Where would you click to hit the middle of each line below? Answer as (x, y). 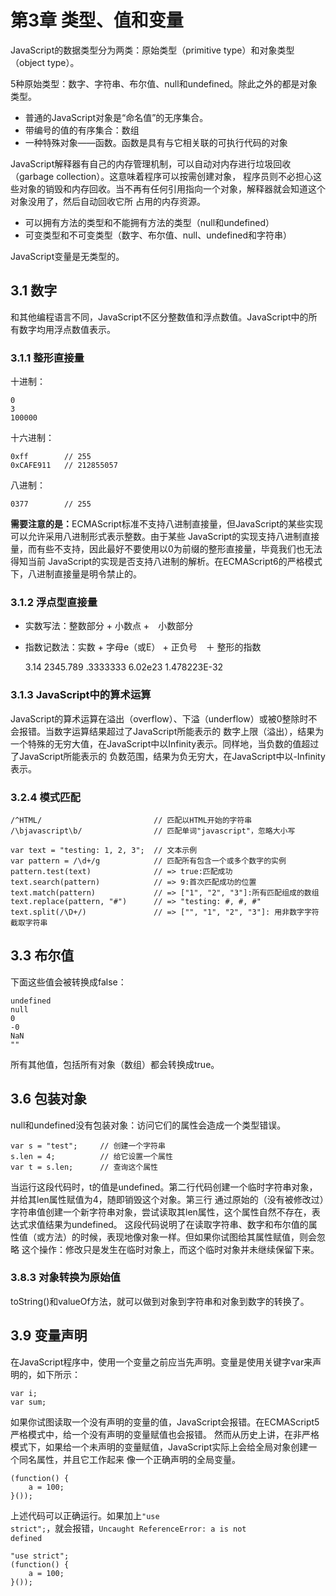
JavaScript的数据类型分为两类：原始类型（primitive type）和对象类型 (152, 50)
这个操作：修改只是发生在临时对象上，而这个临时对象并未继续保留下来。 (170, 1249)
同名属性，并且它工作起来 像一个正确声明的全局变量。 (129, 1459)
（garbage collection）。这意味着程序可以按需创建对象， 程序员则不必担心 (162, 176)
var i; (24, 1393)
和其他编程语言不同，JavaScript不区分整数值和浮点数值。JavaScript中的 (159, 317)
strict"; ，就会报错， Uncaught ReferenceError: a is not (128, 1528)
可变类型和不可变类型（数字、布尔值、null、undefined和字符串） (158, 235)
